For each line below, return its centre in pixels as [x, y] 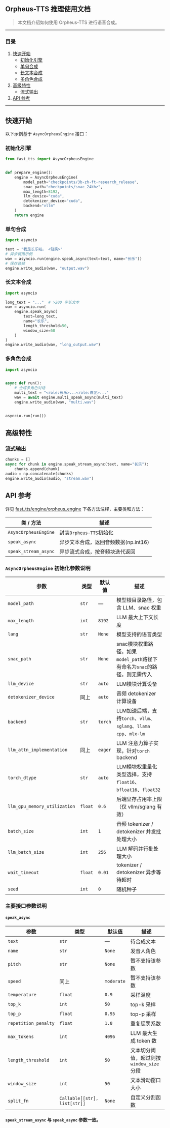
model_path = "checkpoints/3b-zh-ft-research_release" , [81, 182]
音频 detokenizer [136, 693]
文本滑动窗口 [145, 1080]
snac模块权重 [132, 644]
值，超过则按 [145, 1058]
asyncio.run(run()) [26, 416]
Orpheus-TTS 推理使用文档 [48, 9]
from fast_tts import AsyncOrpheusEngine [50, 159]
